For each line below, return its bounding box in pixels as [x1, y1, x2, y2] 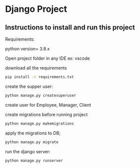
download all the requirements [5, 65, 67, 71]
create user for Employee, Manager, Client [5, 102, 92, 108]
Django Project [5, 3, 68, 15]
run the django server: [5, 148, 50, 154]
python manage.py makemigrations [5, 121, 74, 126]
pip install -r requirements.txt [5, 75, 74, 80]
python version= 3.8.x [5, 46, 50, 51]
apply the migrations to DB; [5, 130, 61, 136]
